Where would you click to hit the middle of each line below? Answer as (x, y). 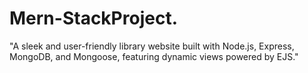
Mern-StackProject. (93, 18)
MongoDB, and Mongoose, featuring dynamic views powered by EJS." (154, 56)
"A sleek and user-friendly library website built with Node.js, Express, (152, 46)
